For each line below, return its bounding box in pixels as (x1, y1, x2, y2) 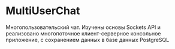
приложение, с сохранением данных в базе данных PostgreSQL (5, 36, 170, 43)
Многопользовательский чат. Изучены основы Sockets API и (5, 24, 161, 31)
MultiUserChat (5, 4, 80, 18)
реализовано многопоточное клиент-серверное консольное (5, 30, 161, 37)
